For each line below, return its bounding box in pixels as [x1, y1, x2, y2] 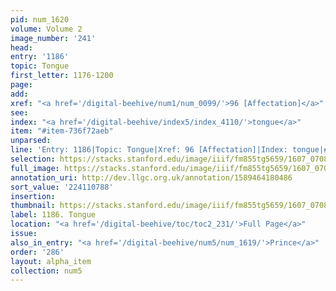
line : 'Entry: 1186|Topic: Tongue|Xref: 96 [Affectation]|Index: [10, 145, 288, 155]
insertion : [10, 191, 56, 201]
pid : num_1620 [10, 14, 70, 25]
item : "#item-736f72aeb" [10, 126, 114, 136]
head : [10, 42, 33, 53]
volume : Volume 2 [10, 24, 83, 34]
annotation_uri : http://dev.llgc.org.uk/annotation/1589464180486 [10, 172, 293, 183]
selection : [10, 154, 56, 164]
